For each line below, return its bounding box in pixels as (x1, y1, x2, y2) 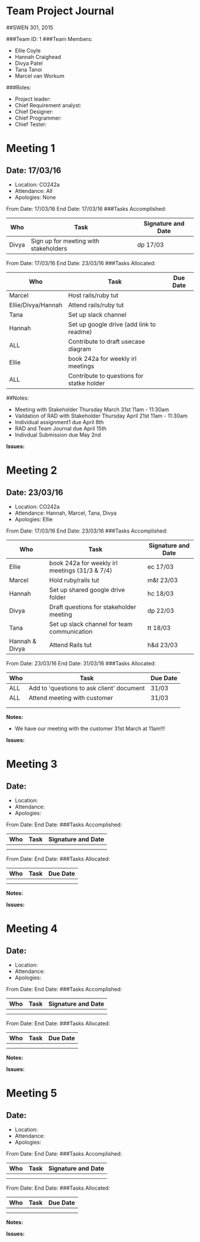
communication (49, 627, 93, 636)
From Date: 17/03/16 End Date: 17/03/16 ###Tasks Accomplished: (6, 205, 167, 212)
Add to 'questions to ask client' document (29, 684, 145, 692)
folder (49, 593, 66, 601)
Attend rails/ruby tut (68, 301, 124, 309)
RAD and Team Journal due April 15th (14, 425, 107, 432)
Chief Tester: (14, 120, 47, 127)
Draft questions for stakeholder (49, 603, 137, 611)
